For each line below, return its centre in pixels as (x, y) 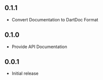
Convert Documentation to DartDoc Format (55, 19)
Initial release (25, 73)
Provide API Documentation (39, 47)
